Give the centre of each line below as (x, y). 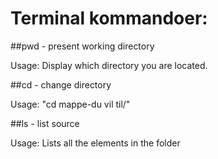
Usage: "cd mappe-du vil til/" (70, 104)
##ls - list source (45, 123)
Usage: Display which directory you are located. (109, 65)
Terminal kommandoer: (109, 18)
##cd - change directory (61, 84)
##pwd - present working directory (82, 46)
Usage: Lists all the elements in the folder (95, 143)
